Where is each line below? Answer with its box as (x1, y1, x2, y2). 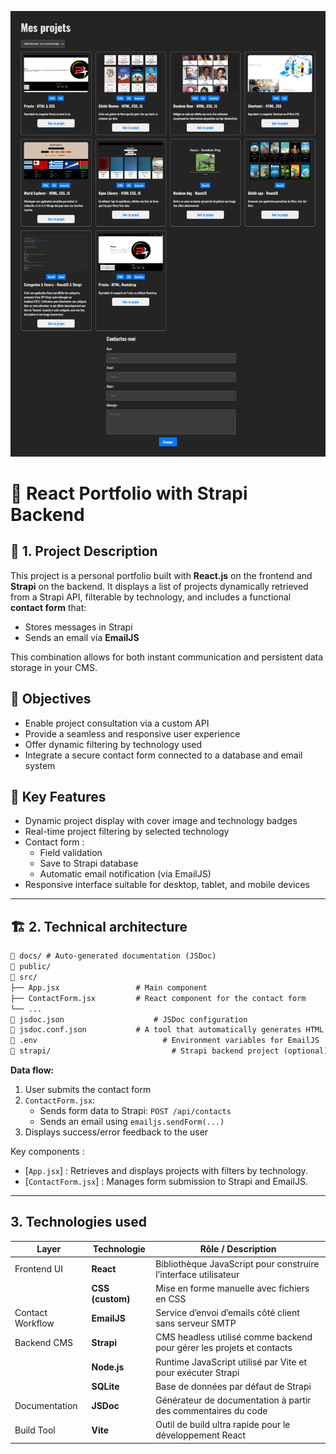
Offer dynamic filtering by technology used (24, 738, 203, 750)
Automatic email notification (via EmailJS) (39, 868, 212, 880)
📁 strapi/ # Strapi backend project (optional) (10, 1046, 329, 1056)
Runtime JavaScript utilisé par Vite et (155, 1356, 308, 1368)
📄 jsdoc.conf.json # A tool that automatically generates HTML (10, 1025, 325, 1035)
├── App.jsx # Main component (10, 982, 208, 993)
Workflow (14, 1317, 55, 1330)
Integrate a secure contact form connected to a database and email (24, 749, 303, 761)
